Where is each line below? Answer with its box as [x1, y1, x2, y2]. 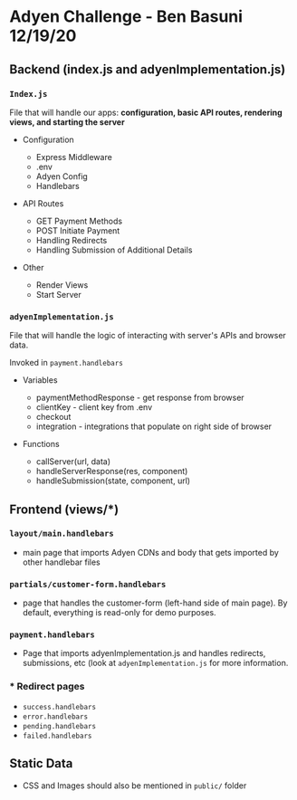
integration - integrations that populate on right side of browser [35, 421, 273, 432]
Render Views [35, 279, 89, 290]
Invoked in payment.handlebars [9, 357, 124, 368]
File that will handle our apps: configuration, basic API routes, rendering [9, 107, 283, 118]
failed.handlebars [22, 731, 92, 740]
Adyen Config [35, 170, 88, 182]
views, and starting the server [9, 116, 125, 128]
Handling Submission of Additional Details [35, 244, 193, 255]
